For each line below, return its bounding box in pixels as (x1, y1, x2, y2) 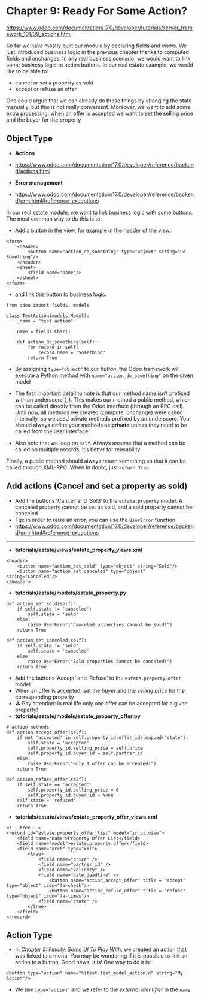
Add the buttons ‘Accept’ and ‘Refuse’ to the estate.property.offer (14, 674, 181, 681)
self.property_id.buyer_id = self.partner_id (28, 750, 144, 756)
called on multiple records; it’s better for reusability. (14, 445, 142, 453)
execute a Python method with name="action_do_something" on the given (14, 372, 193, 379)
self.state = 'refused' (17, 797, 77, 804)
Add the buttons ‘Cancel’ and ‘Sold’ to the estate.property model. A (14, 497, 183, 504)
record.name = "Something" (38, 349, 106, 355)
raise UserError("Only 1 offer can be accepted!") (28, 760, 157, 766)
